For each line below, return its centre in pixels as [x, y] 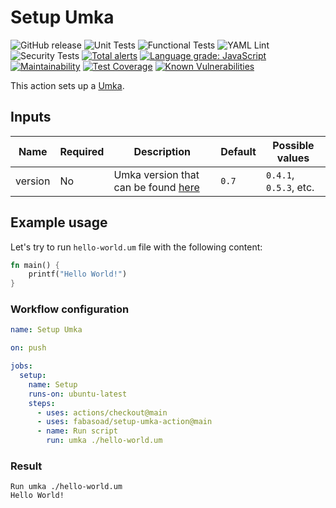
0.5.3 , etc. [290, 187]
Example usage [59, 222]
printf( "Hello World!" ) [78, 274]
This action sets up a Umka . [67, 85]
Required [82, 151]
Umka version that [156, 174]
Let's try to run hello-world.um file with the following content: [136, 247]
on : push [28, 348]
